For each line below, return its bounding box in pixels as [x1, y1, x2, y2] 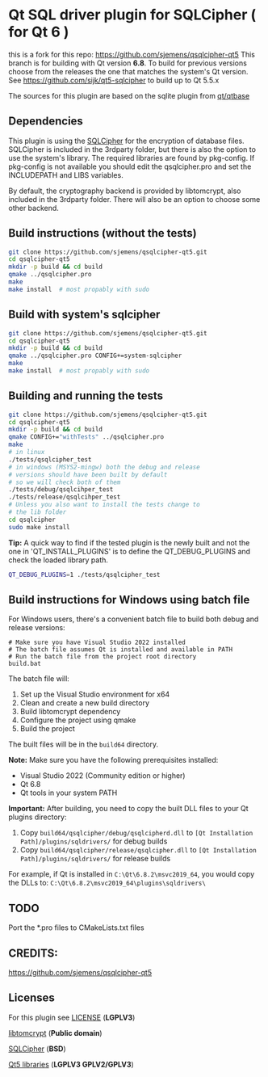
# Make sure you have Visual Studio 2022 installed [8, 638, 186, 647]
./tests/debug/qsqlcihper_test [8, 486, 114, 494]
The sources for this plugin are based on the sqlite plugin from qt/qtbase [8, 90, 250, 100]
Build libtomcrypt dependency [19, 707, 121, 717]
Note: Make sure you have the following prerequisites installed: [8, 755, 219, 765]
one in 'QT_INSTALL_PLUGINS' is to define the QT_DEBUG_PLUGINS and [8, 546, 251, 556]
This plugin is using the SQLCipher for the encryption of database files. [8, 136, 245, 145]
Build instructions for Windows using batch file [8, 592, 250, 607]
